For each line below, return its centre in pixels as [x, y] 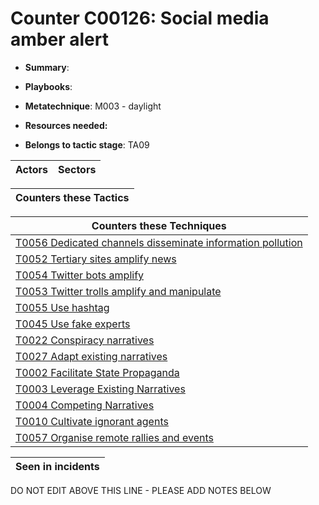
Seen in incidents [57, 466]
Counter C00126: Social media [140, 18]
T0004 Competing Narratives [85, 405]
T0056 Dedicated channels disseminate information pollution [159, 242]
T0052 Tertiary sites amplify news [96, 259]
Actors [31, 169]
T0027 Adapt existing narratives [91, 356]
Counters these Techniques [159, 225]
